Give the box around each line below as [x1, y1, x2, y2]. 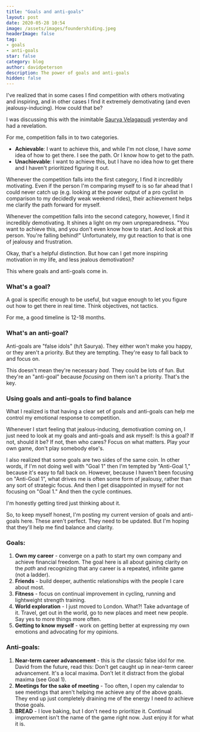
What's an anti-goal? [6, 329, 69, 337]
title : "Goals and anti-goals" [6, 8, 84, 15]
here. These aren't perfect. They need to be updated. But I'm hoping [20, 517, 189, 525]
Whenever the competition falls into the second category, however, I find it [6, 213, 190, 220]
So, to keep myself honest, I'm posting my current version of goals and [6, 511, 181, 518]
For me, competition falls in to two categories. [6, 134, 119, 141]
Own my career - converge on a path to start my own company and [14, 552, 182, 560]
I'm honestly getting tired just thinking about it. [6, 499, 121, 507]
